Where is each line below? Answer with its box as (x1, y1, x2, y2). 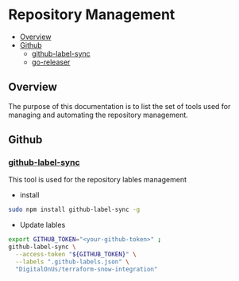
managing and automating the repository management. (8, 110, 188, 119)
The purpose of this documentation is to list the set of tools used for (8, 101, 231, 111)
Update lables (19, 221, 66, 230)
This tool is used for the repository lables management (8, 175, 187, 185)
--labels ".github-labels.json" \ (15, 257, 129, 266)
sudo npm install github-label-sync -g (8, 205, 141, 214)
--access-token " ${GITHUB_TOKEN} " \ (15, 251, 137, 259)
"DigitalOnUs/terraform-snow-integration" (15, 265, 158, 273)
